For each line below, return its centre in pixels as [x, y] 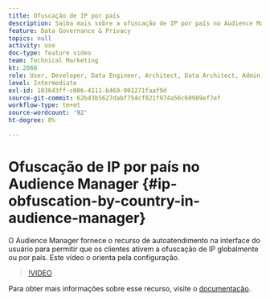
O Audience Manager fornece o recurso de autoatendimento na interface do [135, 240]
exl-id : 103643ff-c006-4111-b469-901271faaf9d [88, 90]
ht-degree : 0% [32, 120]
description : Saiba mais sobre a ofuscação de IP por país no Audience [131, 23]
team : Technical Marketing [53, 61]
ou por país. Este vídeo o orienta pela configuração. [94, 257]
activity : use [32, 46]
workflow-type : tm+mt [45, 105]
